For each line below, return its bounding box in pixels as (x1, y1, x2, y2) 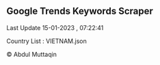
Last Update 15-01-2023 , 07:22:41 (6, 23, 104, 31)
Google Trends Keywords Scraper (6, 5, 153, 17)
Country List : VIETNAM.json (6, 37, 87, 45)
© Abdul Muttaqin (6, 50, 57, 58)
